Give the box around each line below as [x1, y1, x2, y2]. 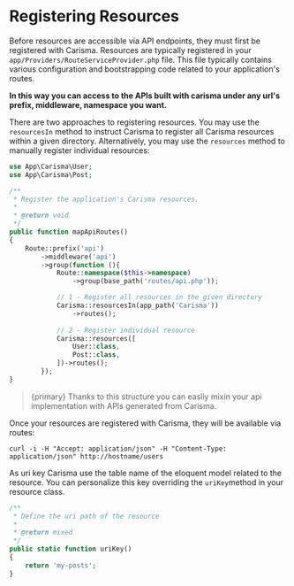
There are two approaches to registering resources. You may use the [9, 117, 260, 127]
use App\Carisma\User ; [9, 162, 93, 171]
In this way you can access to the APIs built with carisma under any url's [9, 90, 281, 101]
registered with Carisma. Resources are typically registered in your [9, 44, 252, 55]
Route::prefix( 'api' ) [25, 243, 104, 253]
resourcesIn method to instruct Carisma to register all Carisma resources [9, 126, 275, 136]
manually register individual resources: [9, 144, 150, 156]
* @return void [12, 211, 69, 220]
